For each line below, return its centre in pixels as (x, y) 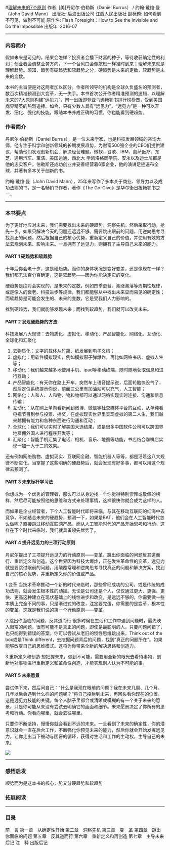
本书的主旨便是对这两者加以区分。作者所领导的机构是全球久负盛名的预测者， (85, 87)
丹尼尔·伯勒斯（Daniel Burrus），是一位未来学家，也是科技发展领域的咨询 (81, 139)
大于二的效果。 (46, 446)
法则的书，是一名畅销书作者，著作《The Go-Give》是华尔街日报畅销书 (83, 187)
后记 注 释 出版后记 (27, 842)
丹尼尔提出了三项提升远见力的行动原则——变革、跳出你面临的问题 (74, 555)
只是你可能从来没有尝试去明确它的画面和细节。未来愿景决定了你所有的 (87, 706)
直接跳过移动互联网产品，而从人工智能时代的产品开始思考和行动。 (91, 524)
